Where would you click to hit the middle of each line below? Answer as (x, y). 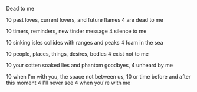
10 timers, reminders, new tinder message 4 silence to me (76, 31)
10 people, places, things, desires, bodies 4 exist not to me (78, 54)
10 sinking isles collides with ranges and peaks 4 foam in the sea (85, 42)
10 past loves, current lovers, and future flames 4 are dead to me (85, 20)
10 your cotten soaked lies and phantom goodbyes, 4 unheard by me (89, 65)
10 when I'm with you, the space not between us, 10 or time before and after (98, 76)
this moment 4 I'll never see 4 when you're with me (68, 83)
